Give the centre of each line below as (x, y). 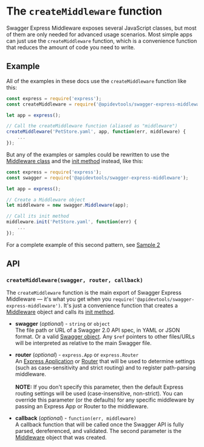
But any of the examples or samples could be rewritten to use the (88, 154)
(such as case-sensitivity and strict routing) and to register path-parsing (105, 368)
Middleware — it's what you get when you (59, 299)
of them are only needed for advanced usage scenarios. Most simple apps (99, 34)
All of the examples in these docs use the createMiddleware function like (97, 81)
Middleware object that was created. (61, 437)
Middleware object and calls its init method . (61, 312)
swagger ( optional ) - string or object (63, 324)
